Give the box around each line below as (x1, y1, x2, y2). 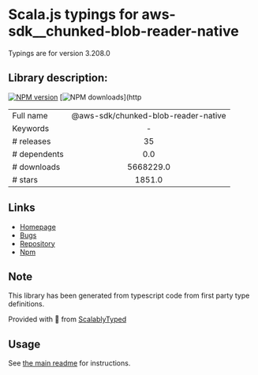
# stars (12, 174, 38, 185)
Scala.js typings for (8, 6, 139, 24)
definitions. (8, 299, 45, 309)
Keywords (12, 122, 50, 133)
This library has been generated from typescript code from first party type (8, 291, 250, 301)
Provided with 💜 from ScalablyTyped (8, 314, 127, 324)
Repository (19, 238, 55, 248)
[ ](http (59, 92, 142, 102)
